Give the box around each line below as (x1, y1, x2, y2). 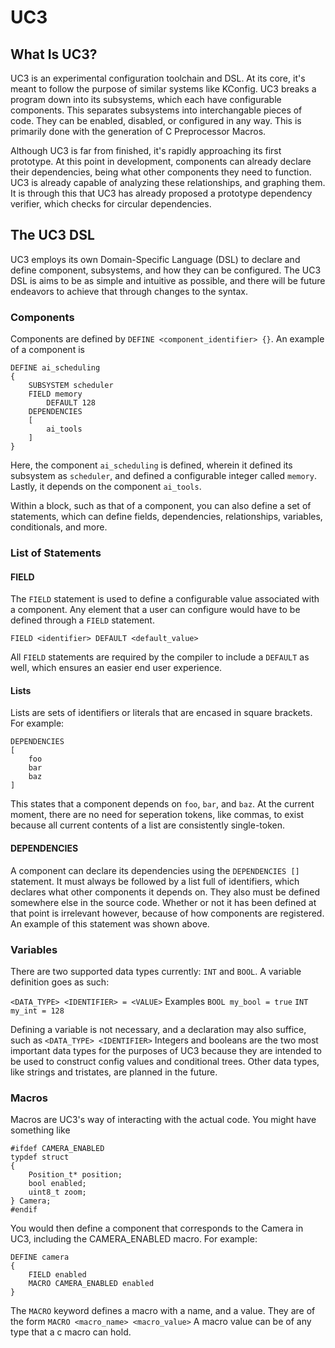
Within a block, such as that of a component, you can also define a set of (10, 500, 312, 512)
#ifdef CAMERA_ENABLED (10, 1144, 105, 1154)
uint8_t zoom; (28, 1187, 87, 1198)
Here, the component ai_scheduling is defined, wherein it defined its (10, 459, 293, 471)
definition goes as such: (10, 976, 110, 988)
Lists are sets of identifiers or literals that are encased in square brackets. (10, 707, 313, 719)
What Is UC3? (10, 46, 98, 63)
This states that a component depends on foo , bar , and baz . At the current (10, 798, 315, 810)
